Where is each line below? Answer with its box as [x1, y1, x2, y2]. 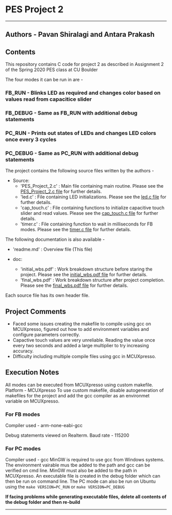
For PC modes [5, 445, 41, 452]
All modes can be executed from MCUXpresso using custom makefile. [5, 382, 154, 388]
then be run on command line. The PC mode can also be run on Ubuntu [5, 478, 156, 484]
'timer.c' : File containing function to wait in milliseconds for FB [20, 221, 153, 227]
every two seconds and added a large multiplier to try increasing [12, 343, 149, 349]
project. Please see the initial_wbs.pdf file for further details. [20, 272, 147, 278]
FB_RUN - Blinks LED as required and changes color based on [5, 89, 161, 97]
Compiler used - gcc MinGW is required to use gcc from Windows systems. [5, 457, 165, 463]
